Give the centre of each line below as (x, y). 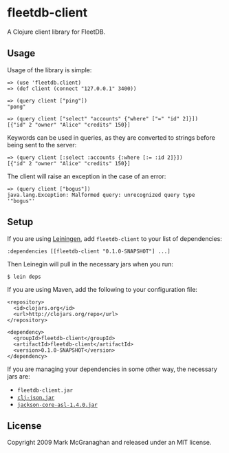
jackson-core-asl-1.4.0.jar (57, 405)
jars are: (19, 376)
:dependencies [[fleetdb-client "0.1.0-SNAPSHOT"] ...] (89, 251)
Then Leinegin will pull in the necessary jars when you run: (90, 264)
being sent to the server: (42, 145)
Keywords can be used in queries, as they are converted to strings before (111, 137)
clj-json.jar (36, 397)
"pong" (17, 107)
